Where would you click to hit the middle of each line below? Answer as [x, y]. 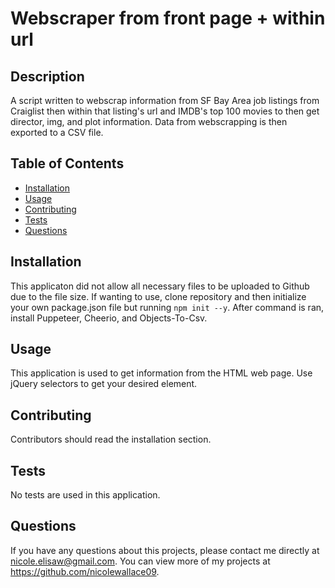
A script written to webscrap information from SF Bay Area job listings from [165, 100]
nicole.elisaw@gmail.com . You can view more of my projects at [140, 561]
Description [47, 76]
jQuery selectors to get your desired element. [104, 384]
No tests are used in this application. [85, 495]
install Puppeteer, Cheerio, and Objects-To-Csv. [109, 318]
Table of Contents [67, 163]
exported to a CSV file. [57, 132]
